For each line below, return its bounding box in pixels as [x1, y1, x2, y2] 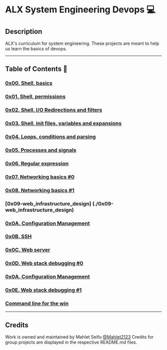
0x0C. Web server [5, 246, 51, 253]
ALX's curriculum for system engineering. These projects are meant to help [5, 40, 160, 46]
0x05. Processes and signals [5, 147, 77, 154]
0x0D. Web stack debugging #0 [5, 260, 83, 267]
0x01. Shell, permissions [5, 93, 66, 100]
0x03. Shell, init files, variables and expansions [5, 120, 122, 127]
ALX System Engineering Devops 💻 [5, 4, 156, 15]
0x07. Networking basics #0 [5, 173, 75, 180]
